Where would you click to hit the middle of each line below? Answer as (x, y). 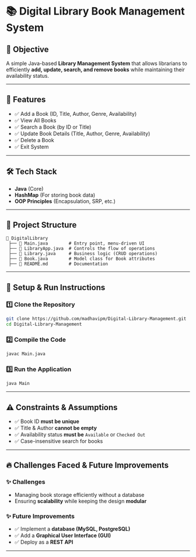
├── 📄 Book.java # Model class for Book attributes (82, 259)
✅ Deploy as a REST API (44, 542)
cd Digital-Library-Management (44, 324)
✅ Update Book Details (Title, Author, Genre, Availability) (82, 133)
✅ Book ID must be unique (47, 421)
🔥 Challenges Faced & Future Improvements (87, 465)
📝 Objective (27, 49)
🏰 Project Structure (41, 225)
